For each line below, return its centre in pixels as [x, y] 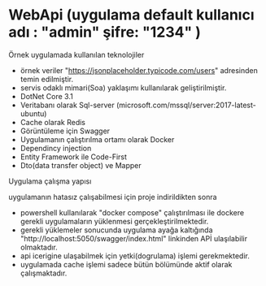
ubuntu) [33, 113]
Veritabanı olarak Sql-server [68, 105]
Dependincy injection [56, 148]
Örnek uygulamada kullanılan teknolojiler [76, 54]
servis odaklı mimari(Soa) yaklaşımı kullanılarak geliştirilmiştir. [123, 88]
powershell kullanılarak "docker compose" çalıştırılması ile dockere [132, 212]
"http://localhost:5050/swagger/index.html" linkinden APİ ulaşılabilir [134, 238]
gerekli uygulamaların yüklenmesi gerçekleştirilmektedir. [114, 221]
